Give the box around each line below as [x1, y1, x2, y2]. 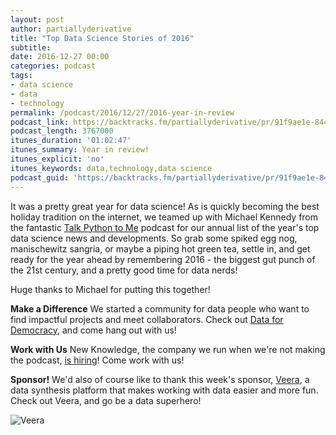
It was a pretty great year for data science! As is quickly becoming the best [10, 200, 320, 212]
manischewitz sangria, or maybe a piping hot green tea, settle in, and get [10, 242, 311, 255]
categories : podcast [10, 61, 97, 71]
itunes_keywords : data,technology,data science [10, 163, 213, 173]
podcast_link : [10, 117, 70, 127]
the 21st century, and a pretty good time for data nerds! [10, 264, 238, 276]
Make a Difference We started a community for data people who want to [10, 302, 310, 315]
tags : [10, 71, 33, 81]
